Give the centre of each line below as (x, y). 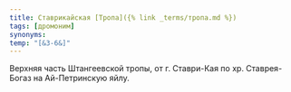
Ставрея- (264, 69)
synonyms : (28, 34)
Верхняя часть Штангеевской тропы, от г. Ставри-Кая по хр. (127, 69)
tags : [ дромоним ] (42, 26)
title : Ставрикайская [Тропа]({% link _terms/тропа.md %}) (123, 18)
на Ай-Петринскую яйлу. (81, 78)
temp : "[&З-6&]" (40, 43)
